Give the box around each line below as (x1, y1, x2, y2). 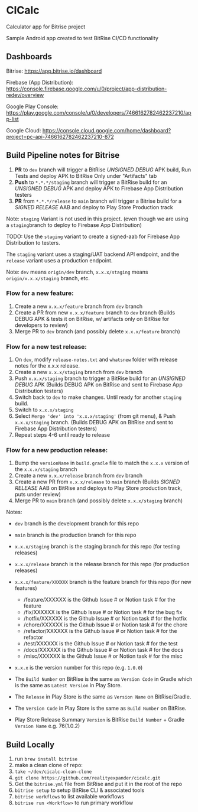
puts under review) (14, 491, 61, 498)
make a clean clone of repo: (14, 762, 83, 769)
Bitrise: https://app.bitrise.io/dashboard (6, 67, 102, 74)
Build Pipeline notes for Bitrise (6, 150, 120, 160)
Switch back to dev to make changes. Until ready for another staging (14, 394, 182, 401)
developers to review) (14, 321, 68, 329)
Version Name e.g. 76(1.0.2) (14, 722, 80, 730)
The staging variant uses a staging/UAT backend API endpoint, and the (6, 251, 179, 258)
